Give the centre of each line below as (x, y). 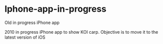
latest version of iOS (25, 37)
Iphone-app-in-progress (56, 9)
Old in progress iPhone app (32, 22)
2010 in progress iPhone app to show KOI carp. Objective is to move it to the (81, 32)
